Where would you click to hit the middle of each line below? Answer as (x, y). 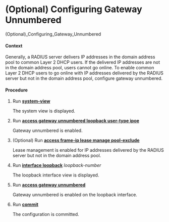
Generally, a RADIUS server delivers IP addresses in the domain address (80, 57)
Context (14, 46)
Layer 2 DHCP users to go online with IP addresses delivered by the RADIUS (84, 73)
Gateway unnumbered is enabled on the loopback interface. (75, 195)
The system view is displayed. (44, 111)
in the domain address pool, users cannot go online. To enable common (80, 68)
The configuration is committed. (46, 214)
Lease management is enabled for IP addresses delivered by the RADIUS (88, 150)
